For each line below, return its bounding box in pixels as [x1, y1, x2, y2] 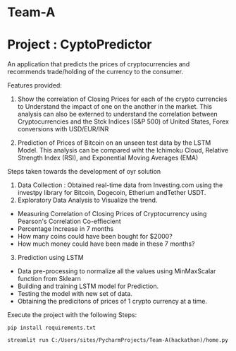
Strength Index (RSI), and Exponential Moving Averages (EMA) [17, 153, 199, 162]
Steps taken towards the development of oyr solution [7, 167, 161, 176]
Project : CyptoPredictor [7, 37, 152, 53]
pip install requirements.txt [7, 324, 97, 332]
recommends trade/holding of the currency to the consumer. [7, 68, 183, 76]
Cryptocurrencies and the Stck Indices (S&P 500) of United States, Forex [17, 117, 229, 126]
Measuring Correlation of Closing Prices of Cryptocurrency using [17, 210, 207, 218]
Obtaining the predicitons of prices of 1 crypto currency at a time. [17, 297, 208, 306]
